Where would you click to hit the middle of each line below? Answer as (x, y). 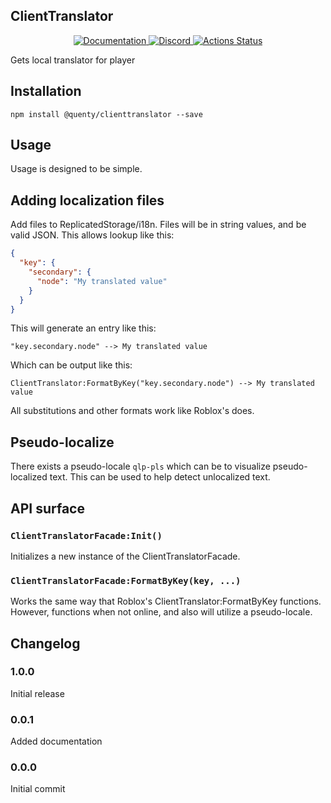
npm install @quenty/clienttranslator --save (106, 114)
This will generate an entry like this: (83, 328)
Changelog (45, 643)
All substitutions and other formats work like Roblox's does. (132, 411)
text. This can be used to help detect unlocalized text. (160, 477)
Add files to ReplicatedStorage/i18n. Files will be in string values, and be (158, 225)
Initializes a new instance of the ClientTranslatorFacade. (125, 556)
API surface (47, 508)
